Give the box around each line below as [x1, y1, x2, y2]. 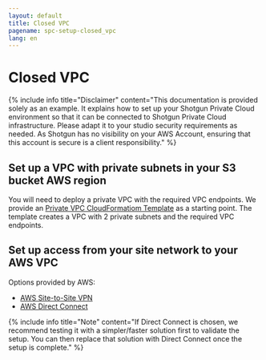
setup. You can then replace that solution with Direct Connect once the [8, 334, 243, 343]
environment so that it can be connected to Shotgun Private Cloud [8, 112, 227, 122]
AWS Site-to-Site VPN [19, 293, 94, 302]
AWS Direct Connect [19, 301, 88, 311]
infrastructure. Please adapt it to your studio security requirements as [8, 121, 238, 131]
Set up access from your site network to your [8, 244, 238, 257]
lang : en [8, 34, 38, 42]
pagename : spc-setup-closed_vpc [8, 26, 116, 34]
